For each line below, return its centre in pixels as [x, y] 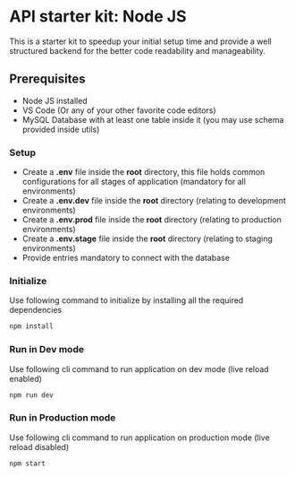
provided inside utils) [61, 129]
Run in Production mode [63, 418]
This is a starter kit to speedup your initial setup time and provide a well [140, 41]
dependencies [36, 310]
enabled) [26, 378]
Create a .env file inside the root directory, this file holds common [143, 172]
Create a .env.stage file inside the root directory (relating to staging [147, 238]
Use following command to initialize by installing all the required [126, 300]
